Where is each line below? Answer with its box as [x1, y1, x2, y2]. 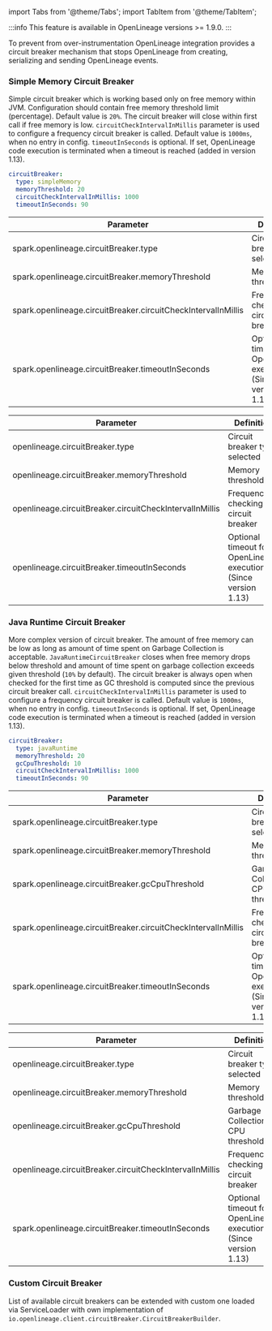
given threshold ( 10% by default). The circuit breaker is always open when [8, 669, 253, 678]
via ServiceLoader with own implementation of [8, 1304, 164, 1314]
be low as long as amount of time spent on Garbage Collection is [8, 643, 224, 653]
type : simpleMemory [15, 178, 82, 186]
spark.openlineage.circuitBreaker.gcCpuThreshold [12, 878, 205, 889]
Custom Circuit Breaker [8, 1277, 103, 1289]
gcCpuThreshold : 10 [15, 759, 82, 768]
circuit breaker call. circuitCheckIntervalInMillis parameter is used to [8, 686, 247, 696]
